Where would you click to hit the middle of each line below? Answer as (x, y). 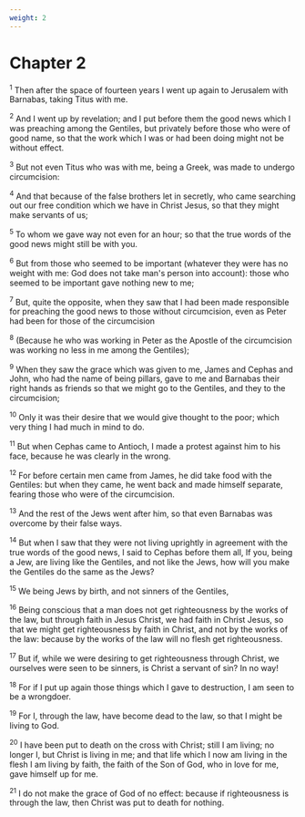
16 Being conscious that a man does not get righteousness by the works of (149, 609)
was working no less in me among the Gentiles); (99, 350)
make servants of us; (49, 215)
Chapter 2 (48, 62)
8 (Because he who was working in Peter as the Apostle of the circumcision (151, 340)
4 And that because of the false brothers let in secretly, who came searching (152, 195)
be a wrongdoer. (40, 697)
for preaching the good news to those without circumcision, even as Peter (148, 312)
